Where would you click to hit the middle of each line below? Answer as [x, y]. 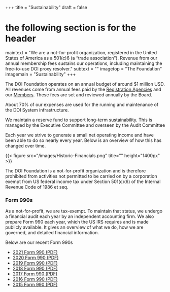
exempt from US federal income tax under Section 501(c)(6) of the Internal [83, 181]
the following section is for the [71, 28]
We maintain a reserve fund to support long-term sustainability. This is [79, 120]
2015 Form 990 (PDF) [35, 285]
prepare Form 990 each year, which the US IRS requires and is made [77, 222]
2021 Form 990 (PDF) [35, 252]
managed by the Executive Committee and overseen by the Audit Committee [85, 125]
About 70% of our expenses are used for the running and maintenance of [82, 104]
